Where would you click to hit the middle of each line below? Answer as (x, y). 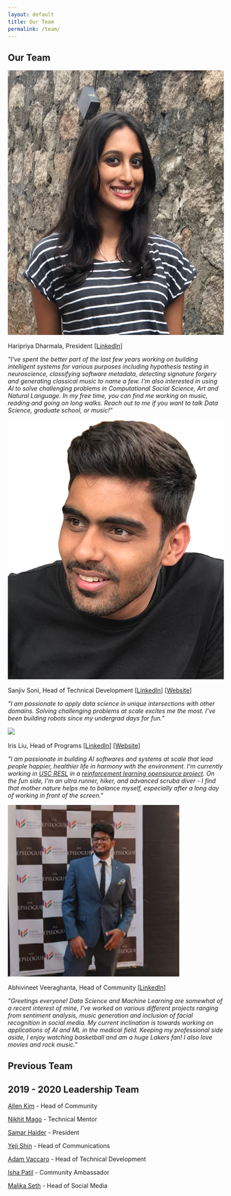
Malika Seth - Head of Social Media (58, 1186)
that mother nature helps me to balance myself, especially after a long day (113, 788)
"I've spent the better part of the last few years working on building (103, 359)
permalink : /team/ (34, 29)
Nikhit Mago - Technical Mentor (53, 1119)
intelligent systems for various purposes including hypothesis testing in (108, 366)
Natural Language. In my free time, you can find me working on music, (108, 395)
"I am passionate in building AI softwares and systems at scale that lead (110, 759)
